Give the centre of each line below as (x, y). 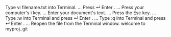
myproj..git (17, 29)
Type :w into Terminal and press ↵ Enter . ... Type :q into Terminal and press (86, 18)
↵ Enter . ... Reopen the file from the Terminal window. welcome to (75, 23)
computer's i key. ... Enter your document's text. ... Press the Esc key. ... (81, 13)
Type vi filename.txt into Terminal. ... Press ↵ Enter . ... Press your (75, 7)
